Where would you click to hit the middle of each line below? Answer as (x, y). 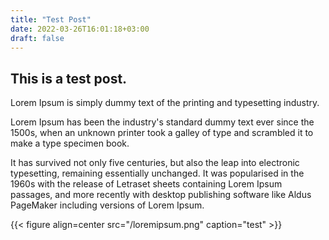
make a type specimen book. (70, 143)
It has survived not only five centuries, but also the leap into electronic (155, 163)
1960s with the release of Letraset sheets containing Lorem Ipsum (146, 184)
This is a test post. (69, 78)
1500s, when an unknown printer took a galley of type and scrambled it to (162, 133)
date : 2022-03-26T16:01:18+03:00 (80, 29)
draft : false (37, 38)
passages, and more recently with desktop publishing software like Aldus (161, 195)
